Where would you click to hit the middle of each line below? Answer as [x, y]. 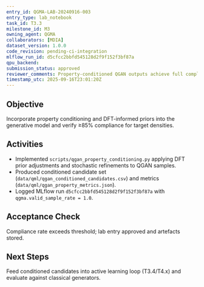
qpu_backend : [23, 62]
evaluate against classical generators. [54, 278]
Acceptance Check [43, 217]
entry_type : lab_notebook [39, 18]
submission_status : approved [43, 68]
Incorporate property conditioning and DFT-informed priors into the [90, 118]
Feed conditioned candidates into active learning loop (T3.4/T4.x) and [93, 271]
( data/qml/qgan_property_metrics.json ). [66, 184]
